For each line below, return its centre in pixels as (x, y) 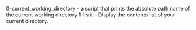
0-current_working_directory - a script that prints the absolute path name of (98, 9)
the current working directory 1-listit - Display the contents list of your (91, 15)
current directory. (27, 21)
